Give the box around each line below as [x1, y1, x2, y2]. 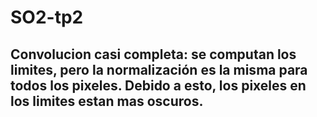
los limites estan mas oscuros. [10, 92, 204, 110]
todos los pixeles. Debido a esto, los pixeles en [10, 77, 307, 94]
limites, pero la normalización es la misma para [10, 61, 308, 78]
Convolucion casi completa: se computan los [10, 46, 297, 63]
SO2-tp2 [10, 6, 84, 29]
